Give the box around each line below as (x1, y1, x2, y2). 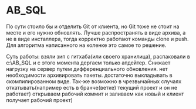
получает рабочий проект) (6, 96, 73, 103)
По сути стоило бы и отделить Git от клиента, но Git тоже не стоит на (6, 23, 180, 30)
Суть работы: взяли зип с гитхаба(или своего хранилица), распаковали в (6, 53, 191, 60)
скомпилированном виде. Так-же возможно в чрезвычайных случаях (6, 77, 182, 85)
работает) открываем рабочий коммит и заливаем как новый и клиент (6, 90, 184, 97)
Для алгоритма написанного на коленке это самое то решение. (6, 42, 167, 49)
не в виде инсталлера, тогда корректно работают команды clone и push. (6, 35, 189, 42)
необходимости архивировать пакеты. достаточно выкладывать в (6, 71, 173, 79)
